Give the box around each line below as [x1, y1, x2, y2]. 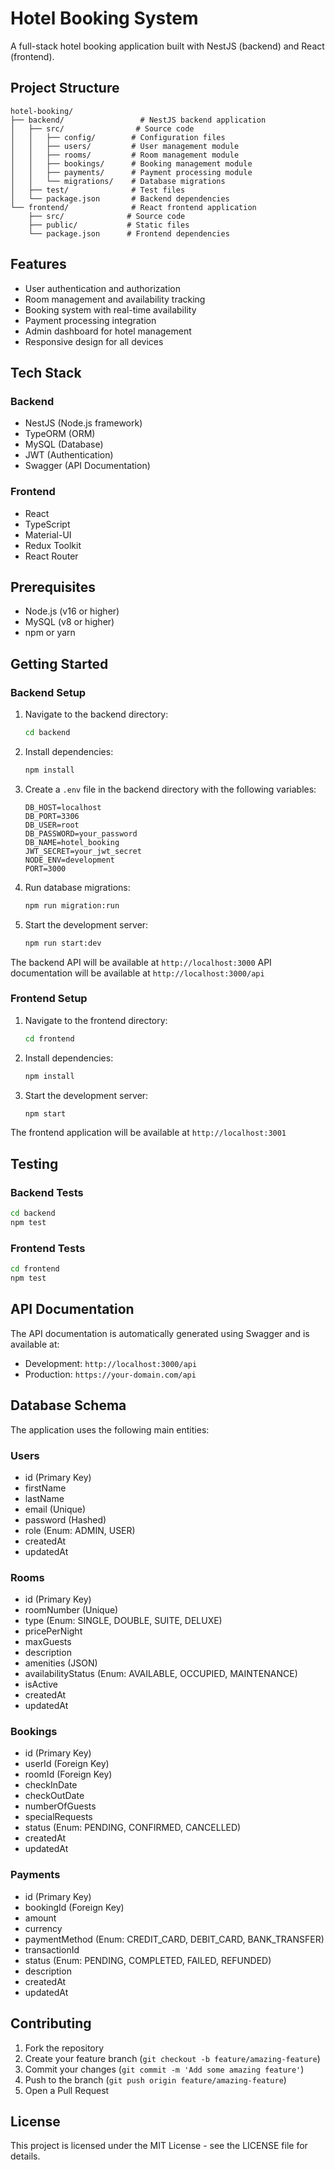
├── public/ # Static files [28, 220, 190, 230]
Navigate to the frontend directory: [24, 1014, 168, 1026]
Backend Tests [10, 1185, 84, 1199]
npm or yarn [24, 627, 76, 639]
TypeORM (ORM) [24, 428, 96, 440]
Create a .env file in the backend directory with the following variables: [24, 783, 317, 795]
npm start [24, 1108, 67, 1119]
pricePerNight [24, 1625, 83, 1637]
